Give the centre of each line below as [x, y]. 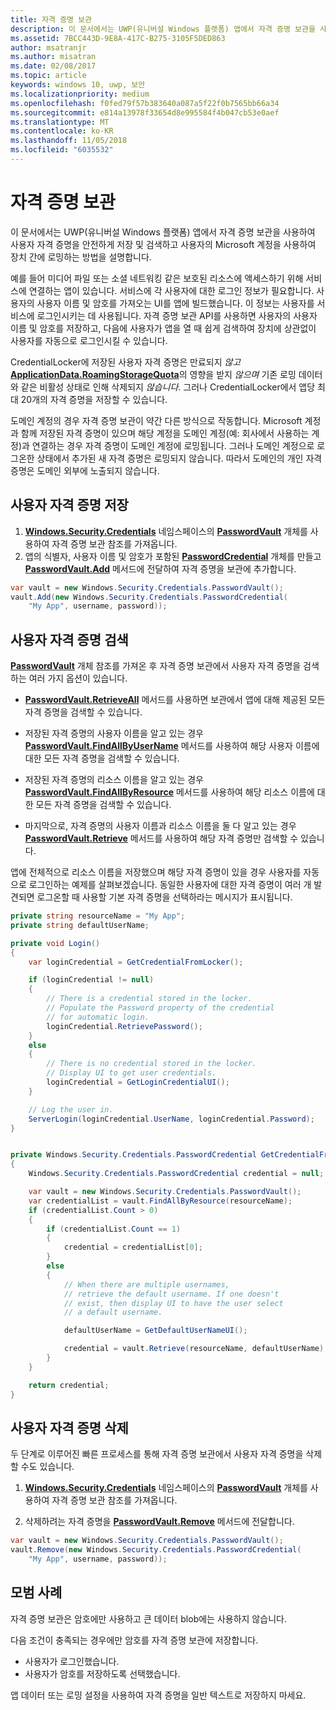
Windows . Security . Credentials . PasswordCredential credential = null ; [176, 1174]
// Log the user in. [71, 1109]
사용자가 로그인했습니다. [72, 1661]
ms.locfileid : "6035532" [62, 150]
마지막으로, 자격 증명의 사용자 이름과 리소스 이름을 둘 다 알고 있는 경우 [160, 826]
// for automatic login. [98, 1017]
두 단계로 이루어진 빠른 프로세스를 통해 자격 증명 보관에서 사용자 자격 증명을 [157, 1454]
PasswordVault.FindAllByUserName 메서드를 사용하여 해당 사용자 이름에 [172, 746]
